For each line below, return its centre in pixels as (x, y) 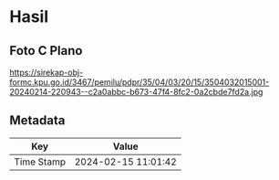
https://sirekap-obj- (46, 72)
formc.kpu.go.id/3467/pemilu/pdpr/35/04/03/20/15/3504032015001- (139, 82)
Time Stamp (40, 162)
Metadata (37, 121)
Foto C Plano (46, 51)
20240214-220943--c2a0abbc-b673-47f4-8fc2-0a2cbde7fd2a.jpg (136, 92)
